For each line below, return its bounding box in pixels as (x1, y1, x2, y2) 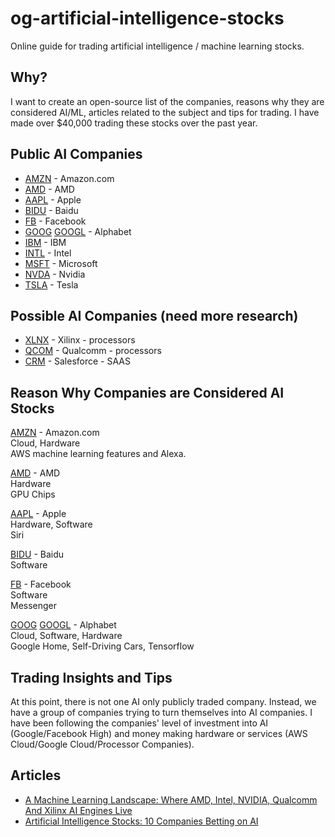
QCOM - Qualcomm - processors (24, 345, 162, 357)
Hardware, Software (10, 518, 93, 531)
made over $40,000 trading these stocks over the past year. (10, 117, 258, 129)
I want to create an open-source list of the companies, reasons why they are (10, 95, 325, 107)
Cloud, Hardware (10, 437, 81, 449)
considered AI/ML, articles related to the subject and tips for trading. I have (10, 106, 320, 118)
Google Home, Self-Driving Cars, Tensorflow (10, 640, 195, 652)
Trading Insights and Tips (10, 669, 173, 686)
